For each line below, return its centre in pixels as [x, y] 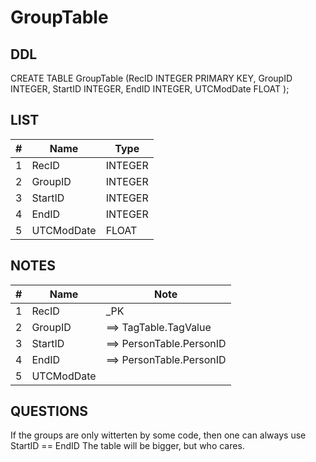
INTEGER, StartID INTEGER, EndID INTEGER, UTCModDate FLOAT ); [150, 89]
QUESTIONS [49, 411]
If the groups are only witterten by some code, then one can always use [158, 435]
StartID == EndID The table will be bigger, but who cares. [127, 446]
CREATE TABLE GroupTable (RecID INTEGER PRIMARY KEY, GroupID [151, 78]
